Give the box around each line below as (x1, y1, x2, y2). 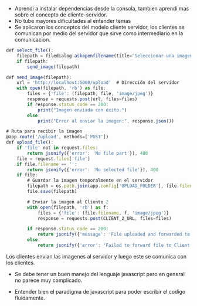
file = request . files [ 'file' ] (16, 155, 91, 162)
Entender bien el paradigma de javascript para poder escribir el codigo (14, 288, 186, 295)
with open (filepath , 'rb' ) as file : (16, 85, 107, 91)
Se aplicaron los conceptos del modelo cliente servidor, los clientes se (14, 23, 185, 30)
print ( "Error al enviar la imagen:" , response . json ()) (37, 118, 175, 124)
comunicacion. (14, 36, 51, 43)
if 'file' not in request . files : (16, 145, 98, 151)
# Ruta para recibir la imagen (6, 128, 83, 134)
